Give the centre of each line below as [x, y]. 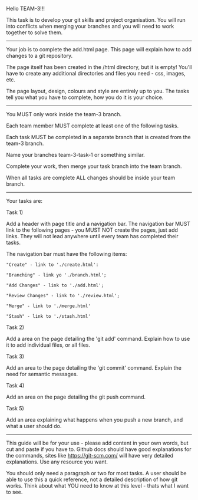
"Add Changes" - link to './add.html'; [55, 285]
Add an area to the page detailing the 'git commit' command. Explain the [94, 368]
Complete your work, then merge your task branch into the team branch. [94, 166]
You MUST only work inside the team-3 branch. [64, 114]
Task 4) [15, 385]
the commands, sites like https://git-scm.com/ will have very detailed [90, 455]
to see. [14, 492]
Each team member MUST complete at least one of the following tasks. [93, 126]
